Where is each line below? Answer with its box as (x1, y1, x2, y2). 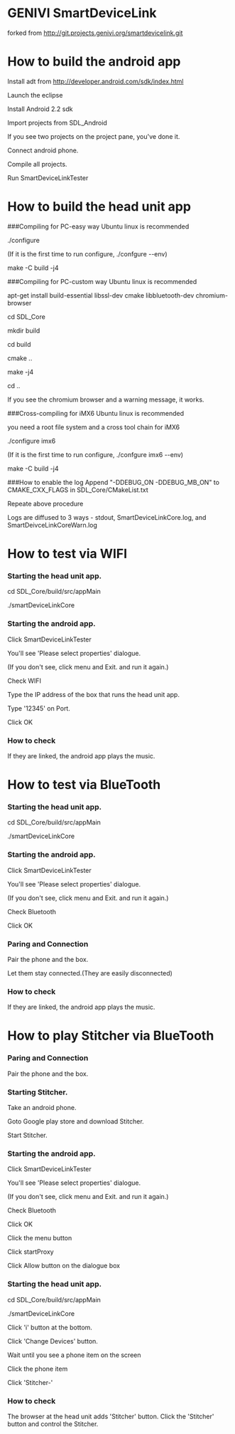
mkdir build (7, 326, 40, 335)
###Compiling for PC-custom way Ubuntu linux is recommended (7, 277, 197, 286)
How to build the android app (7, 53, 181, 70)
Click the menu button (7, 1234, 72, 1242)
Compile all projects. (7, 159, 67, 168)
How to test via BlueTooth (7, 777, 161, 793)
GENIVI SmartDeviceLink (7, 5, 158, 21)
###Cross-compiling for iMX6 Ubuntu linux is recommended (7, 409, 185, 417)
